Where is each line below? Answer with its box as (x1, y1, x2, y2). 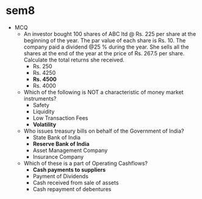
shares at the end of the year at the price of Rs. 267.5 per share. (23, 49, 185, 57)
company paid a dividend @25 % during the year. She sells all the (23, 43, 189, 51)
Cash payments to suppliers (32, 166, 106, 173)
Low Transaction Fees (32, 114, 88, 122)
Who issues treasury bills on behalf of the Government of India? (23, 127, 184, 134)
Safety (32, 101, 49, 108)
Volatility (32, 120, 56, 128)
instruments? (23, 95, 57, 102)
